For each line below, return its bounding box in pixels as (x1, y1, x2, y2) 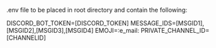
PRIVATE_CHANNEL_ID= (141, 27, 210, 34)
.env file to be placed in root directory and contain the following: (6, 6, 188, 14)
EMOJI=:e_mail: (95, 27, 140, 34)
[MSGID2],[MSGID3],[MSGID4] (6, 27, 94, 34)
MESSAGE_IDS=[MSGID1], (130, 19, 205, 27)
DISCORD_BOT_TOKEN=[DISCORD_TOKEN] (6, 19, 130, 27)
